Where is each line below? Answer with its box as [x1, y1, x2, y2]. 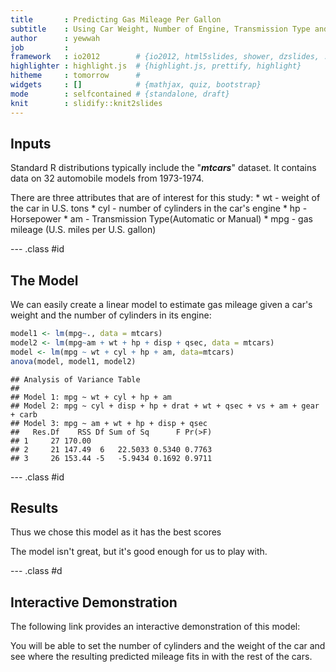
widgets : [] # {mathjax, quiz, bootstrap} [10, 80, 262, 90]
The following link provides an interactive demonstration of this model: [10, 621, 301, 633]
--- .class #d [10, 565, 63, 577]
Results [10, 500, 59, 517]
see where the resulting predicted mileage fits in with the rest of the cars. [10, 651, 313, 663]
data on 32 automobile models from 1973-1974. [10, 172, 205, 185]
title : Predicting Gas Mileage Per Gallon [10, 14, 222, 25]
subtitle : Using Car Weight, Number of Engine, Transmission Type [10, 24, 311, 34]
